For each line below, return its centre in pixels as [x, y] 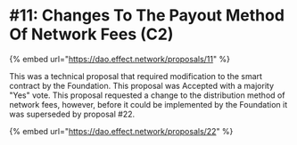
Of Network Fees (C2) [91, 34]
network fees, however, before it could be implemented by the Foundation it [148, 104]
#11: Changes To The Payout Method [147, 16]
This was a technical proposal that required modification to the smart [136, 76]
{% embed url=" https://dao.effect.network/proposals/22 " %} [121, 131]
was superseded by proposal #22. [72, 114]
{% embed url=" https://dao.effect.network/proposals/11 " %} [120, 59]
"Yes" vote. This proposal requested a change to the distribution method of [147, 95]
